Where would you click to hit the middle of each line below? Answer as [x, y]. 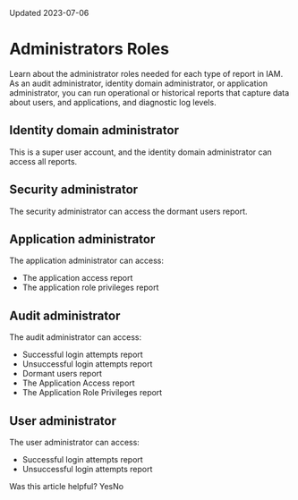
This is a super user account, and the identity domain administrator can [141, 152]
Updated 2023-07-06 [49, 13]
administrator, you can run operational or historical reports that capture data [149, 92]
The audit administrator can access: [75, 337]
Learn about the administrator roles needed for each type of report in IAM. [146, 73]
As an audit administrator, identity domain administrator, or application [139, 83]
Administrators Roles [89, 49]
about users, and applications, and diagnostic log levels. [113, 102]
